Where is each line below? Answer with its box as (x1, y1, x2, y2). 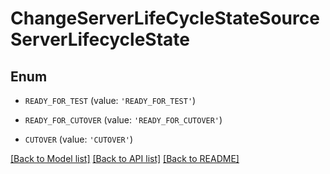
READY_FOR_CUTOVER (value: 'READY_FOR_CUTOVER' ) (24, 114, 223, 126)
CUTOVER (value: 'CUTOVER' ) (24, 133, 133, 145)
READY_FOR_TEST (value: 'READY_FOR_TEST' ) (24, 95, 197, 106)
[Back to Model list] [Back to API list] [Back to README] (10, 153, 240, 164)
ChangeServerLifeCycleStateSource (10, 7, 320, 30)
